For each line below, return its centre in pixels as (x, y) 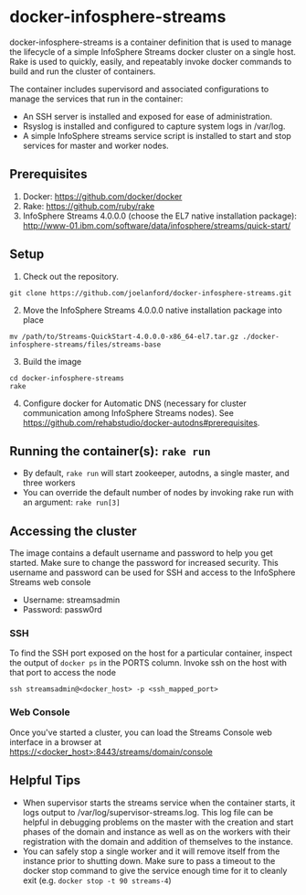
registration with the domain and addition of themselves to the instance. (158, 841)
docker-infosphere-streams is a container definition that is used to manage (151, 42)
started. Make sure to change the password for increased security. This (144, 563)
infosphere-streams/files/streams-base (85, 345)
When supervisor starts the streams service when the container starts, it (159, 803)
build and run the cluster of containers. (83, 71)
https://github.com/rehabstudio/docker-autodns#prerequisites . (141, 422)
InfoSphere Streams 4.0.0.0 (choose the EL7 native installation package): (159, 216)
